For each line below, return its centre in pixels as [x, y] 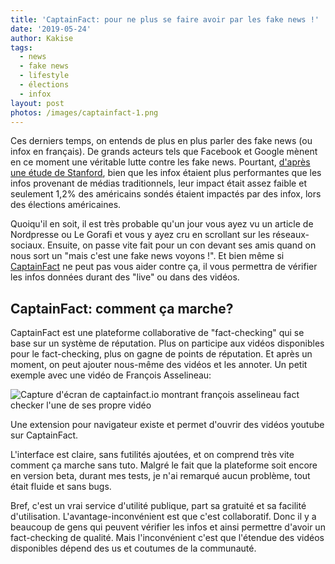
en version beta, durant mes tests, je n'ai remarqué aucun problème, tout [160, 476]
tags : [21, 47]
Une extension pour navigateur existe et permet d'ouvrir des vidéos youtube [167, 425]
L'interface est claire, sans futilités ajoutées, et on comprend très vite [152, 455]
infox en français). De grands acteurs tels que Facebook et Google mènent [164, 152]
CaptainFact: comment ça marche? [122, 308]
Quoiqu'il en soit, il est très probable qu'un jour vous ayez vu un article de [162, 224]
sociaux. [27, 245]
